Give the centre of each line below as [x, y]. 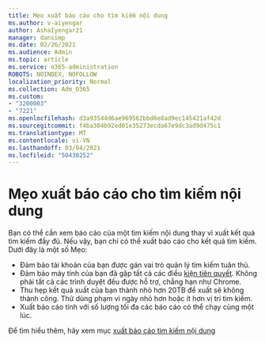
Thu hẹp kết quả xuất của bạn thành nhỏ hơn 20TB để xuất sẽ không [132, 290]
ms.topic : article [38, 60]
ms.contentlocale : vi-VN [49, 140]
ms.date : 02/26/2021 [42, 45]
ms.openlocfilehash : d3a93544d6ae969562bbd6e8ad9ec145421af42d [115, 119]
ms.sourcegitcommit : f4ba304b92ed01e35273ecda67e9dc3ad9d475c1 [115, 126]
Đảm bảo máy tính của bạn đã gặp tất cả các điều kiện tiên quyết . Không [138, 273]
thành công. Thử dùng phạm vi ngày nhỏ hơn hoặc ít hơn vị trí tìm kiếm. [136, 299]
